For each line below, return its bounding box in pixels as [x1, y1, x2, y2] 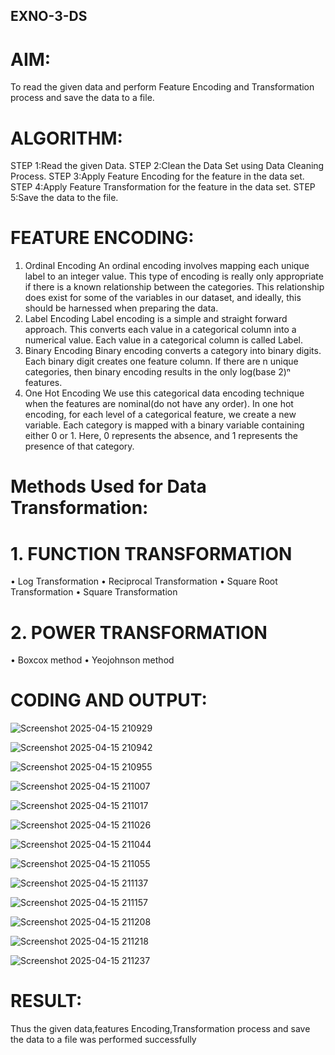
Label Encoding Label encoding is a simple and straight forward [24, 313, 288, 325]
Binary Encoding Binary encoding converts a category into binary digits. [24, 345, 322, 357]
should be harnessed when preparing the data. [24, 302, 219, 314]
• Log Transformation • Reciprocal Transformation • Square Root [10, 575, 278, 588]
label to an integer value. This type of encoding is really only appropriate [24, 270, 324, 283]
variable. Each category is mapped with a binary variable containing [24, 419, 305, 431]
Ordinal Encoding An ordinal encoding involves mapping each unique [24, 260, 310, 272]
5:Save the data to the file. [10, 192, 119, 204]
